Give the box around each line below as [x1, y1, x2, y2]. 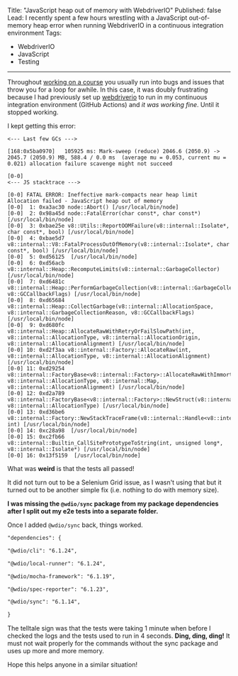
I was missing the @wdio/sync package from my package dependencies [7, 499, 219, 508]
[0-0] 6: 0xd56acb [7, 260, 65, 267]
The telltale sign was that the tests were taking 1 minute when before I [7, 624, 211, 633]
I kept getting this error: [7, 122, 76, 130]
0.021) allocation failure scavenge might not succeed [7, 160, 173, 167]
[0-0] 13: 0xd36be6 [7, 409, 65, 416]
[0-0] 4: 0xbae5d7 [7, 235, 65, 242]
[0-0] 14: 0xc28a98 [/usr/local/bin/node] [7, 427, 138, 434]
